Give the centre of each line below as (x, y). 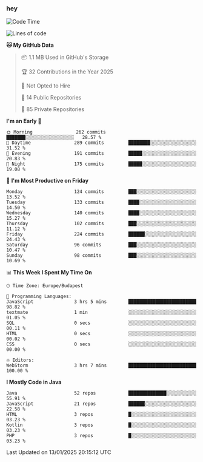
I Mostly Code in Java (34, 382)
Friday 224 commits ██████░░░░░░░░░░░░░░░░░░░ (101, 234)
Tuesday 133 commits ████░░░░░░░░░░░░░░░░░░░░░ (101, 202)
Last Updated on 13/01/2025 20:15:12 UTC (59, 452)
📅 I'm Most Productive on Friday (48, 181)
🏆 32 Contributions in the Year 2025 (67, 72)
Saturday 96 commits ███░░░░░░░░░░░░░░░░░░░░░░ (101, 245)
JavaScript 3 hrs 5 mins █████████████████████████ (101, 302)
